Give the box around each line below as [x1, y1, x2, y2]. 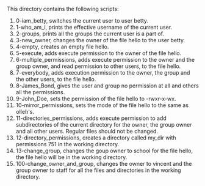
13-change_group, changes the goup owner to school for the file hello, [15, 147, 193, 154]
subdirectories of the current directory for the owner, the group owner [15, 121, 192, 128]
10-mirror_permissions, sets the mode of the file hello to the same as [15, 102, 189, 109]
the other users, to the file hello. [15, 76, 96, 83]
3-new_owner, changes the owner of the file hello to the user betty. [15, 37, 185, 43]
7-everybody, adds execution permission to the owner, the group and [15, 69, 190, 76]
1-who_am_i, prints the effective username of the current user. [15, 24, 173, 31]
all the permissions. [15, 89, 65, 95]
